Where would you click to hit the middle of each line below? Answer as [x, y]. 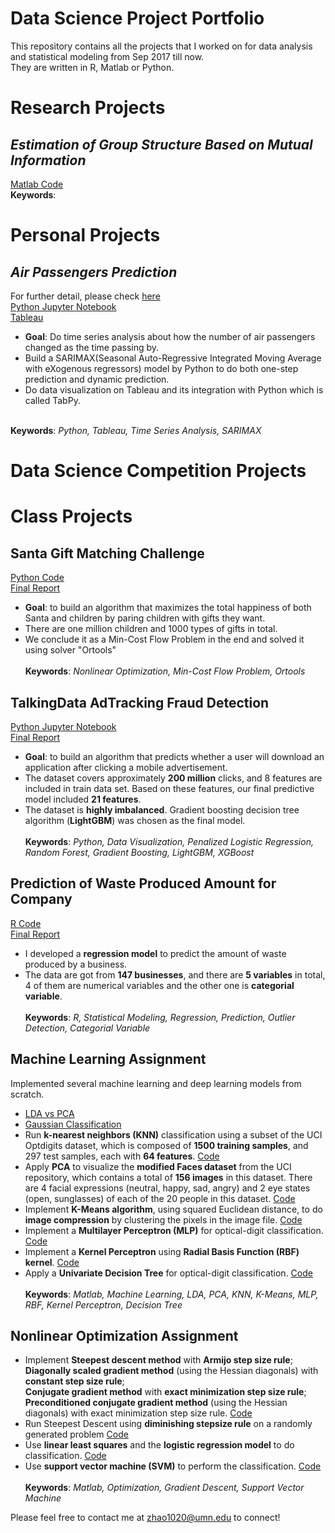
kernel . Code [52, 1262]
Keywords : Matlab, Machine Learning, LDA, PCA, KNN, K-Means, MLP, [171, 1294]
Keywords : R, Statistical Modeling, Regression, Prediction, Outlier [160, 1017]
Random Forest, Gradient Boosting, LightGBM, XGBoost [139, 852]
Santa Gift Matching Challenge [107, 553]
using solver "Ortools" [70, 650]
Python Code [37, 578]
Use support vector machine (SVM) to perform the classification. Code [173, 1466]
